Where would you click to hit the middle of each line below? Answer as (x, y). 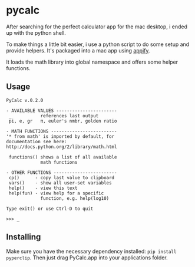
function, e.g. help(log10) (75, 198)
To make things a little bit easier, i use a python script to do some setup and (98, 44)
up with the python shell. (36, 32)
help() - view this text (43, 188)
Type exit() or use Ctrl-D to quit (50, 209)
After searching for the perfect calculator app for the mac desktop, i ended (97, 27)
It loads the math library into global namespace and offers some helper (92, 62)
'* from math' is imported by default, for (60, 136)
